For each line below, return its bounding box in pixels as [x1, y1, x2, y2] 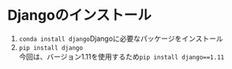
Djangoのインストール [7, 6, 152, 24]
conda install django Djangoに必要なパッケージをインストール [18, 34, 224, 43]
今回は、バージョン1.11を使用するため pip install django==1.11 [18, 52, 225, 61]
